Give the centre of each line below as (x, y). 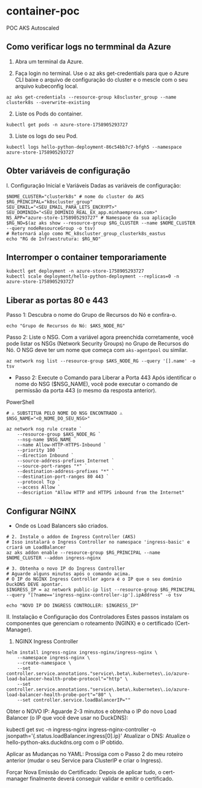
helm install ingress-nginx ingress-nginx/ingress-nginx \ (82, 653)
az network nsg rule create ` (44, 429)
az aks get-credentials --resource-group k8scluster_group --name (91, 97)
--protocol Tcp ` (39, 482)
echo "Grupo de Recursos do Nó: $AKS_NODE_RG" (66, 326)
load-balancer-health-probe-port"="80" (56, 695)
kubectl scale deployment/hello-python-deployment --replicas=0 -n (93, 276)
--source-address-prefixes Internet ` (66, 461)
